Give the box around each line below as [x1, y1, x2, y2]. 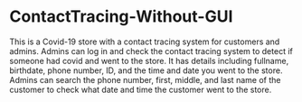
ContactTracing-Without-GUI [9, 6, 233, 27]
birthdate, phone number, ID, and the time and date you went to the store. [9, 65, 283, 76]
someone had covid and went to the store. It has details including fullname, [9, 55, 289, 66]
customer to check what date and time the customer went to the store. [9, 84, 272, 95]
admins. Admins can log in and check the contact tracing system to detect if [9, 45, 294, 56]
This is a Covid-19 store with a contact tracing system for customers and [9, 36, 280, 47]
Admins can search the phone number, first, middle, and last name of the [9, 74, 281, 85]
